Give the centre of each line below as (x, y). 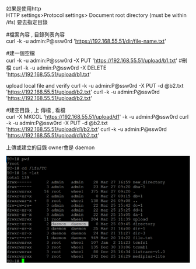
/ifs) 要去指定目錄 (27, 22)
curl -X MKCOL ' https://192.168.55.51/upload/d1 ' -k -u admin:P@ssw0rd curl (97, 117)
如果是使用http (24, 8)
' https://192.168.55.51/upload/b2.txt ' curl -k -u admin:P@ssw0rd (83, 92)
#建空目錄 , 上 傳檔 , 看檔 (36, 110)
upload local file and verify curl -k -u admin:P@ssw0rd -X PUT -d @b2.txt (95, 86)
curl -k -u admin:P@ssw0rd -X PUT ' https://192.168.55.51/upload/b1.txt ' (92, 61)
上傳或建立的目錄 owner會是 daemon (50, 147)
